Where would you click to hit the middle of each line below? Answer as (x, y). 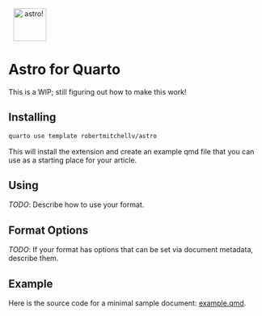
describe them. (34, 259)
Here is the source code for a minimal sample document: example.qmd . (127, 303)
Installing (32, 118)
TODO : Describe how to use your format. (76, 204)
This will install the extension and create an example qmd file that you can (131, 151)
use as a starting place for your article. (73, 160)
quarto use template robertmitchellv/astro (83, 136)
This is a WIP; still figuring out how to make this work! (98, 91)
